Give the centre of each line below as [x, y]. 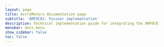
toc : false [16, 37]
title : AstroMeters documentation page [46, 14]
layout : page [18, 10]
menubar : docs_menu [25, 28]
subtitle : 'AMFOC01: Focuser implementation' [52, 19]
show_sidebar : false [26, 32]
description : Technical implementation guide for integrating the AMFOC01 [83, 23]
